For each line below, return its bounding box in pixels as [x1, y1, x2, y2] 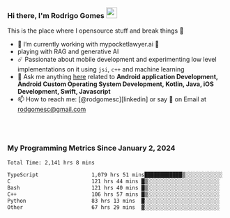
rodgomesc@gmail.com [17, 105, 86, 114]
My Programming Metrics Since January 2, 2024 [7, 143, 176, 153]
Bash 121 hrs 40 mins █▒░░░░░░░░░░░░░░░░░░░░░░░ [7, 185, 220, 192]
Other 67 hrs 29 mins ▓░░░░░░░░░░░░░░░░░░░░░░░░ [7, 203, 220, 211]
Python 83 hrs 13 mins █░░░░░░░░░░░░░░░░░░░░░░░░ [7, 197, 220, 204]
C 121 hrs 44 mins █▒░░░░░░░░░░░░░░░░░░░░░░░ [7, 178, 220, 185]
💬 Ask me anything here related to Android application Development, [17, 73, 218, 81]
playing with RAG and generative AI [17, 47, 119, 56]
